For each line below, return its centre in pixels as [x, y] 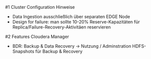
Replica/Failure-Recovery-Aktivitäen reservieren [61, 27]
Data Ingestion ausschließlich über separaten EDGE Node [71, 16]
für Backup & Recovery [59, 51]
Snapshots [23, 51]
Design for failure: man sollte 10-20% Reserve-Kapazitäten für [76, 22]
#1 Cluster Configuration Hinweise [40, 7]
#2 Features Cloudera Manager [37, 37]
